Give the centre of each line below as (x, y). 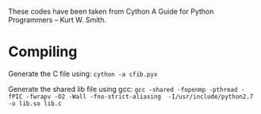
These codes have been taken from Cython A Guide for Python (111, 11)
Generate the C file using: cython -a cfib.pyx (83, 74)
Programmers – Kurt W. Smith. (58, 20)
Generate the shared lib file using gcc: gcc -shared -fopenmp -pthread (123, 89)
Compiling (43, 52)
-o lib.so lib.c (35, 103)
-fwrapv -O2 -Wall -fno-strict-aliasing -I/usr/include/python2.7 (140, 97)
